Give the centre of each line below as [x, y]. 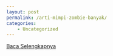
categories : [21, 23]
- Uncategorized [38, 29]
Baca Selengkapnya [31, 46]
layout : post [23, 12]
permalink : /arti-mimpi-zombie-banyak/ [57, 18]
